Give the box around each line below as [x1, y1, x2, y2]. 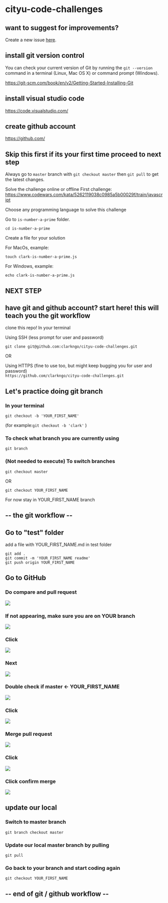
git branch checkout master [5, 830, 64, 835]
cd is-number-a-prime [5, 226, 50, 232]
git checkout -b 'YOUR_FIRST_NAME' [5, 413, 79, 419]
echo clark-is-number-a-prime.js [5, 273, 75, 278]
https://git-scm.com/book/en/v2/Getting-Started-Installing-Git [5, 79, 133, 86]
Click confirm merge [5, 777, 56, 784]
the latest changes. [5, 177, 45, 183]
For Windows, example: [5, 263, 54, 269]
